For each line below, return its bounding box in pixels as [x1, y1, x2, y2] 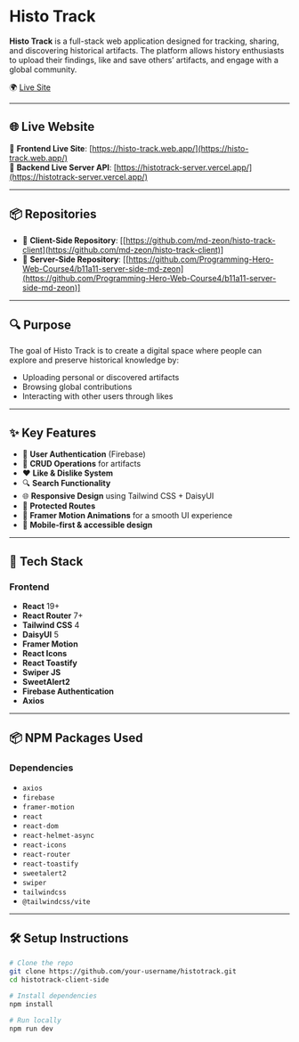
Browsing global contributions [21, 381, 133, 393]
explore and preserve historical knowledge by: [9, 354, 180, 366]
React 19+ [21, 600, 61, 611]
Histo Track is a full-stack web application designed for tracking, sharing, [9, 36, 279, 46]
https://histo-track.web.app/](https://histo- [92, 142, 249, 153]
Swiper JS [21, 666, 61, 678]
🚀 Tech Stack [9, 554, 84, 569]
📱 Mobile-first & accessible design [21, 519, 153, 531]
